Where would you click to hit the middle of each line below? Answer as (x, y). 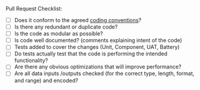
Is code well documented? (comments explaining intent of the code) (98, 41)
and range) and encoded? (46, 80)
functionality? (31, 60)
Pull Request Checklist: (34, 9)
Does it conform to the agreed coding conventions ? (78, 20)
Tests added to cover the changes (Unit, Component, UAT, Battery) (97, 47)
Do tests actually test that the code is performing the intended (91, 54)
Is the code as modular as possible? (58, 34)
